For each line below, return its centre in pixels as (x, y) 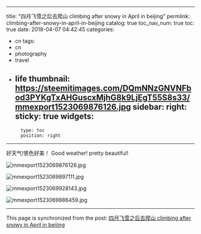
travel (22, 60)
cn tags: (25, 41)
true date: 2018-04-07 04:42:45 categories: (60, 29)
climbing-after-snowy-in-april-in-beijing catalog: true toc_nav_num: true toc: (100, 23)
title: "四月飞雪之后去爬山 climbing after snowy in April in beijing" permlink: (98, 16)
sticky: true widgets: (54, 117)
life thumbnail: (42, 79)
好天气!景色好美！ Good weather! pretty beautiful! (67, 153)
